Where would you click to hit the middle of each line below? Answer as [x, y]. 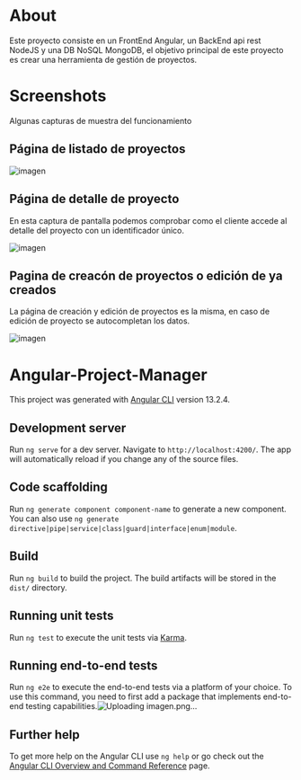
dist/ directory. [38, 587]
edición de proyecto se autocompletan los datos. [100, 321]
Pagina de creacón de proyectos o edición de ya [146, 275]
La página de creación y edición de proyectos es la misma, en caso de [140, 312]
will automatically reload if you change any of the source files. [124, 459]
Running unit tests [62, 616]
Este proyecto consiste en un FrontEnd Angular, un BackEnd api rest [135, 40]
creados [33, 290]
